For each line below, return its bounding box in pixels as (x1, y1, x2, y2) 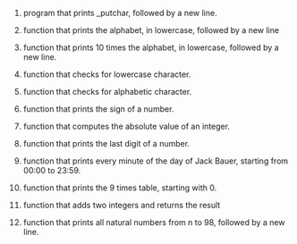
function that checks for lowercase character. (22, 69, 191, 80)
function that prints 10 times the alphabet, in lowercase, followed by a (22, 42, 280, 53)
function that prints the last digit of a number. (22, 139, 191, 148)
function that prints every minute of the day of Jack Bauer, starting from (22, 156, 289, 166)
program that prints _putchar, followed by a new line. (22, 8, 217, 18)
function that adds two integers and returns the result (22, 200, 221, 210)
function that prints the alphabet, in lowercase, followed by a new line (22, 25, 280, 35)
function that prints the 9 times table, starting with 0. (22, 182, 217, 193)
